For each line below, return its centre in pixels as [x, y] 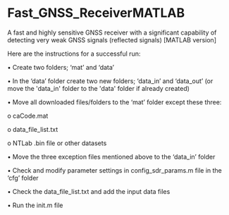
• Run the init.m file [35, 205]
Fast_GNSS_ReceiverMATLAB [96, 13]
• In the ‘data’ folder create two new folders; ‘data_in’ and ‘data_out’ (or [110, 81]
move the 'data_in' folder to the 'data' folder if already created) [99, 88]
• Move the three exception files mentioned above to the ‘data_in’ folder [111, 156]
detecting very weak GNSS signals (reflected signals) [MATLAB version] [112, 39]
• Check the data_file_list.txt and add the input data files [89, 191]
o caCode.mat [28, 116]
